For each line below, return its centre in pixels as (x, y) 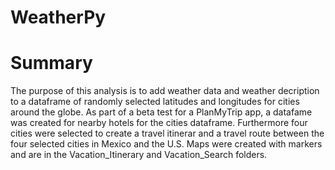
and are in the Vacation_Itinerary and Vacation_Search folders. (139, 155)
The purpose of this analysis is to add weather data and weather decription (165, 91)
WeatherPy (58, 17)
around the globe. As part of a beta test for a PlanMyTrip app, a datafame (161, 112)
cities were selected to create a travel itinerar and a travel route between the (167, 133)
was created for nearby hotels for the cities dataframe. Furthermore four (159, 123)
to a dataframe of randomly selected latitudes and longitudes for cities (155, 102)
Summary (51, 63)
